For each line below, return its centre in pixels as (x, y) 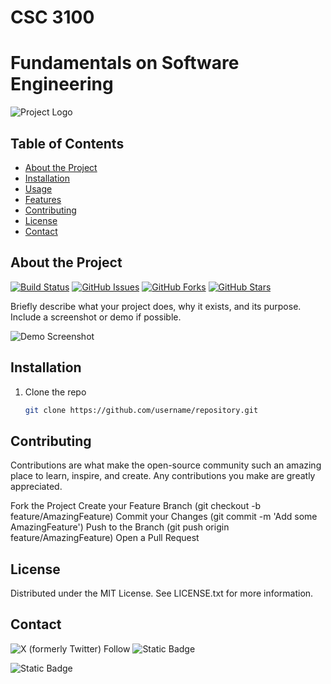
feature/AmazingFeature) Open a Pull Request (105, 538)
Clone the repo (55, 392)
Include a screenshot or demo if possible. (96, 317)
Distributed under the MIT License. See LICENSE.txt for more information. (162, 593)
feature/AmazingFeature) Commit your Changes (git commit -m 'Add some (164, 517)
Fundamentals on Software (125, 63)
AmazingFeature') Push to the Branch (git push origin (120, 527)
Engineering (62, 84)
